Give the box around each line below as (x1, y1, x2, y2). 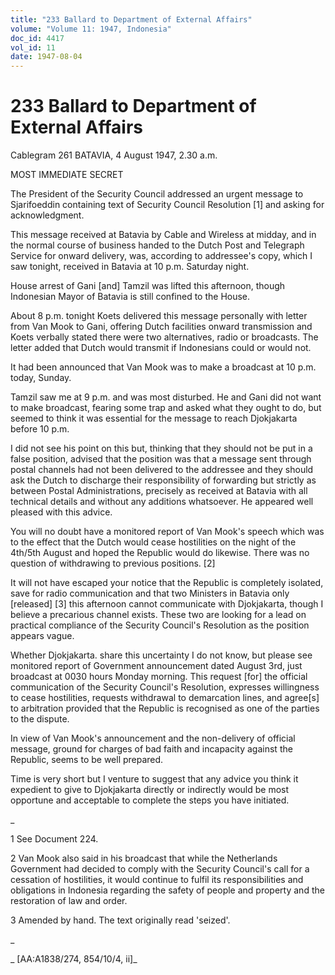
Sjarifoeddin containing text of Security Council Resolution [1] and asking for (10, 199, 325, 211)
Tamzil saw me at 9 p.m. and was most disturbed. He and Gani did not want (10, 391, 322, 403)
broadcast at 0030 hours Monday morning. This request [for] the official (10, 671, 308, 683)
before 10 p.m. (10, 423, 70, 435)
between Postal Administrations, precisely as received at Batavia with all (10, 485, 308, 497)
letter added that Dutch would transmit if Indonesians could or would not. (10, 342, 312, 354)
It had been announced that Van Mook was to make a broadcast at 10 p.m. (10, 361, 317, 373)
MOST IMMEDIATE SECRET (10, 169, 124, 181)
